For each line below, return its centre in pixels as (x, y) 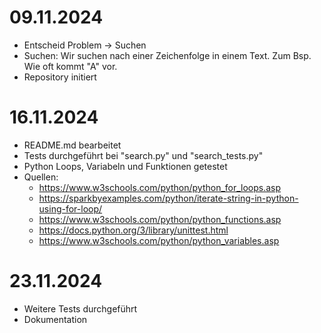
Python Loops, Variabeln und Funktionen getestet (125, 166)
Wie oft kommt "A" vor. (70, 66)
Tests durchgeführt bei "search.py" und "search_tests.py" (143, 155)
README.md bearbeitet (72, 145)
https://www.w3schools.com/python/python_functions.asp (160, 219)
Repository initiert (60, 77)
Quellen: (41, 177)
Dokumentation (55, 319)
